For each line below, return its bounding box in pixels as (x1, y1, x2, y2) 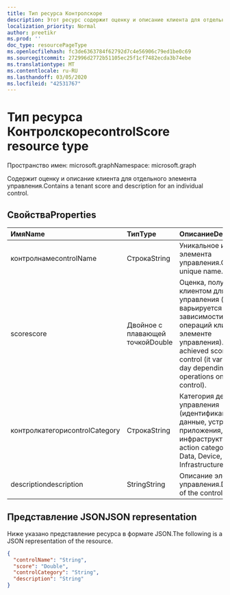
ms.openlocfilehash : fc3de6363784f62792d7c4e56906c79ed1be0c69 (7, 49, 192, 55)
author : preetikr (7, 29, 57, 36)
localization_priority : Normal (7, 23, 97, 29)
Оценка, (179, 278, 207, 287)
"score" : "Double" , (13, 563, 69, 570)
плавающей (126, 329, 166, 338)
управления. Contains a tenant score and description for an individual (7, 182, 203, 190)
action (179, 443, 200, 452)
